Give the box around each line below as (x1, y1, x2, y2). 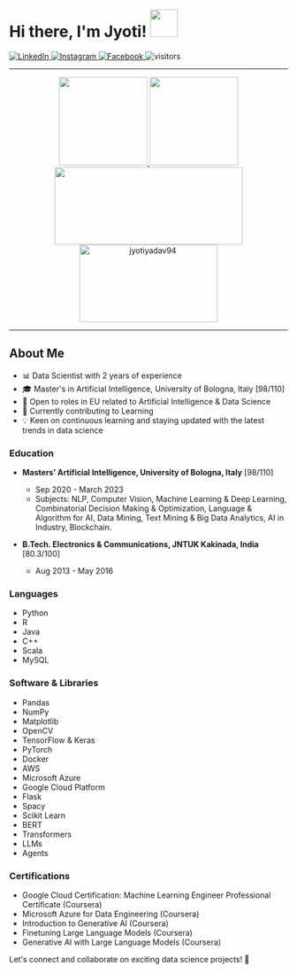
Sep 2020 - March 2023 (34, 484, 124, 495)
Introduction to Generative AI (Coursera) (21, 917, 170, 929)
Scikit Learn (21, 810, 66, 821)
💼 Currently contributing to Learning (21, 405, 154, 416)
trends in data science (21, 425, 103, 436)
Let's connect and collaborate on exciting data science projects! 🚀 (9, 954, 250, 964)
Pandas (21, 697, 50, 707)
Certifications (9, 869, 71, 882)
